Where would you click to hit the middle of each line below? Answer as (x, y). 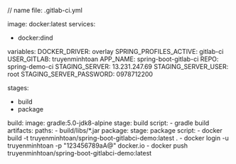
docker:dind (35, 38)
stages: (18, 88)
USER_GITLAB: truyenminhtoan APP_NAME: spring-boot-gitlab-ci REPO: (113, 59)
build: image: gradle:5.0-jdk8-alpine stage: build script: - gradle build (108, 123)
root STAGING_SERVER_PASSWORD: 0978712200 (80, 74)
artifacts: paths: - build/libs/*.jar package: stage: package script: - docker (115, 130)
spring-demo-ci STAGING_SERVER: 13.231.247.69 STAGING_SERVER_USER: (118, 66)
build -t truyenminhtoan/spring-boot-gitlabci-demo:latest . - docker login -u (118, 138)
